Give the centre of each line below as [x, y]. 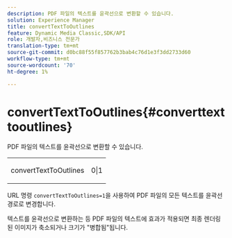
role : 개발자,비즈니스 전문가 [43, 40]
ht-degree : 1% [28, 71]
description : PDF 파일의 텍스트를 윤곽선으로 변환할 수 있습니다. [91, 14]
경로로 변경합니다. [32, 204]
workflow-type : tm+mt [39, 59]
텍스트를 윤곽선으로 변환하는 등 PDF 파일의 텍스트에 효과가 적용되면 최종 [105, 219]
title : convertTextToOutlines [51, 26]
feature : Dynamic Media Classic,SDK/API [67, 33]
